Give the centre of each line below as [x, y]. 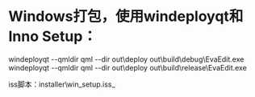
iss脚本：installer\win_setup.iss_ [62, 84]
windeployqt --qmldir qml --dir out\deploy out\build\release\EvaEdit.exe [128, 67]
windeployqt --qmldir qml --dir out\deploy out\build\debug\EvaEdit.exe [126, 59]
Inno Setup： [52, 36]
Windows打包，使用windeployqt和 [126, 16]
